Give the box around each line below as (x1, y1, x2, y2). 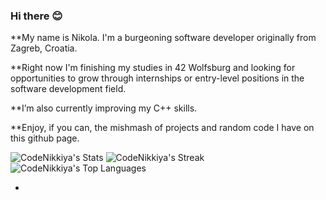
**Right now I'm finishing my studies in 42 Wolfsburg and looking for (10, 62, 296, 74)
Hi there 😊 (10, 9, 63, 23)
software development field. (10, 83, 127, 95)
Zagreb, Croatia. (10, 42, 78, 54)
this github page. (10, 132, 80, 144)
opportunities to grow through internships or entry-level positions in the (10, 72, 305, 84)
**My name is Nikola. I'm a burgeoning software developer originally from (10, 32, 317, 44)
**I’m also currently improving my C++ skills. (10, 102, 198, 114)
